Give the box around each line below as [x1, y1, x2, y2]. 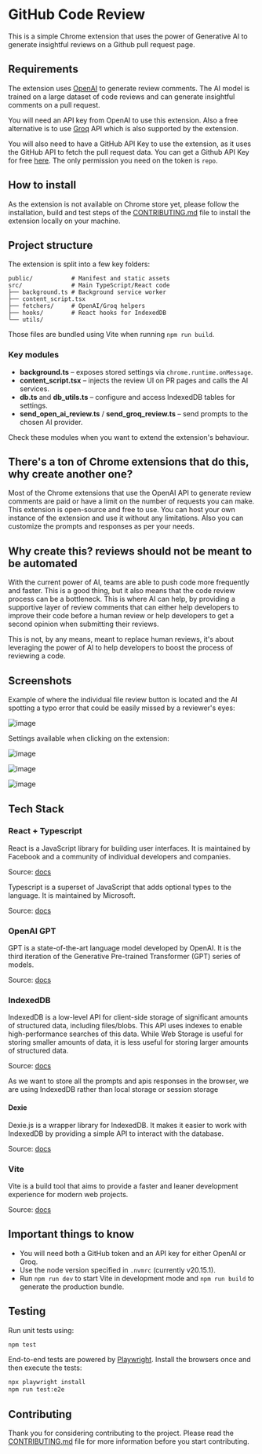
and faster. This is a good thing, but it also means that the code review [8, 586, 235, 595]
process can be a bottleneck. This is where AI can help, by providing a [8, 595, 235, 604]
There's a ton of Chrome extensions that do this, [8, 456, 249, 469]
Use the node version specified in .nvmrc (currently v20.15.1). [19, 1265, 216, 1274]
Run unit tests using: [8, 1325, 75, 1335]
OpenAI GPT [8, 925, 56, 936]
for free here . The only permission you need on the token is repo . [8, 156, 218, 165]
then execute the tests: [8, 1363, 82, 1372]
